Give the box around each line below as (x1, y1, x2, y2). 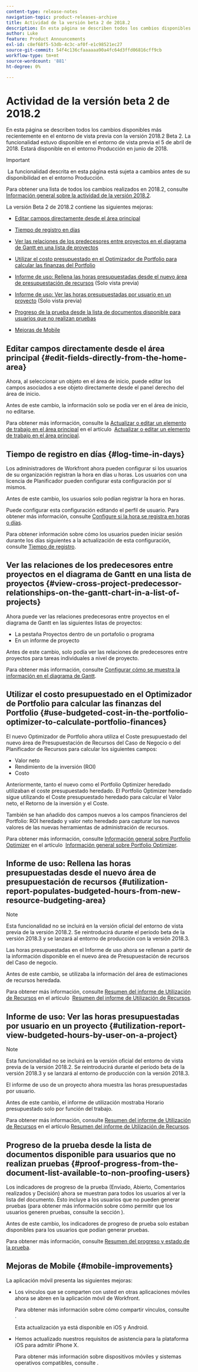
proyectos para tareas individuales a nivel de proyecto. (6, 654, 140, 662)
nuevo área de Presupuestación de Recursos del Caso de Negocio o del (6, 739, 181, 746)
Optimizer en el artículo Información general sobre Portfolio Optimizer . (6, 841, 178, 848)
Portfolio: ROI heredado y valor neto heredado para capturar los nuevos (6, 817, 180, 824)
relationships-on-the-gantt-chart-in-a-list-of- (6, 588, 180, 598)
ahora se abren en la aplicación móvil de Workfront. (14, 1295, 140, 1302)
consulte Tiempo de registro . (6, 543, 77, 550)
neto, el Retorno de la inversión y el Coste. (6, 799, 109, 807)
